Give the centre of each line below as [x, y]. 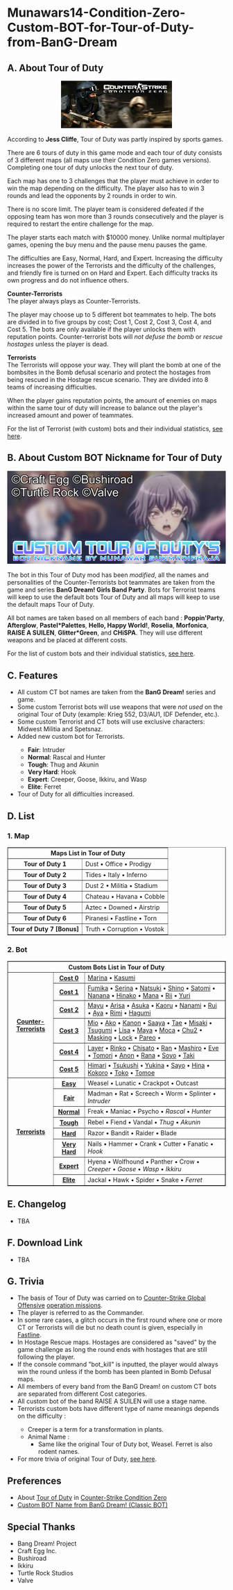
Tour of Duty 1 [45, 864]
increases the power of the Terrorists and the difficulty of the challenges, [112, 266]
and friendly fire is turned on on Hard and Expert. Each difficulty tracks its [113, 273]
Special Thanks [41, 1526]
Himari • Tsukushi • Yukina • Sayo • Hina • [149, 1065]
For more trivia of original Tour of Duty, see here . [87, 1459]
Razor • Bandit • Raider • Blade [132, 1133]
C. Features [33, 675]
